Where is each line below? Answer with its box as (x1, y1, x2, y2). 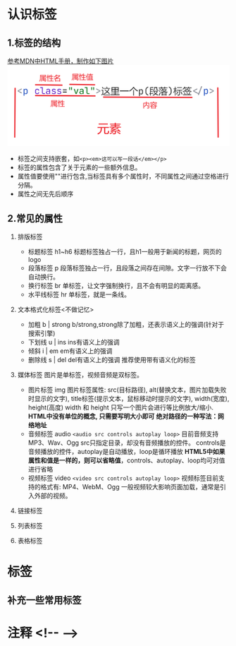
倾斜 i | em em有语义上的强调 (27, 347, 113, 355)
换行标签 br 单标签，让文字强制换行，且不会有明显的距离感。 (27, 282, 205, 290)
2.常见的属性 (7, 213, 63, 225)
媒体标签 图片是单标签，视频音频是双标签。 (17, 371, 143, 379)
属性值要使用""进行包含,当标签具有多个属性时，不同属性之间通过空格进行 (17, 172, 229, 181)
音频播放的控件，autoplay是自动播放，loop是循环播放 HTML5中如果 (27, 448, 225, 456)
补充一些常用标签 (7, 594, 82, 606)
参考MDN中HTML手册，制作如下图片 (7, 57, 114, 65)
